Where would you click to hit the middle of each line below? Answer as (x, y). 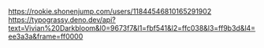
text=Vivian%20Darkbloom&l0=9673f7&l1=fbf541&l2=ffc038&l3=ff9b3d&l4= (132, 28)
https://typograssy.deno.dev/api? (62, 20)
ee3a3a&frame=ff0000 (46, 36)
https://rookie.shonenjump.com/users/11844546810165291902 (110, 11)
